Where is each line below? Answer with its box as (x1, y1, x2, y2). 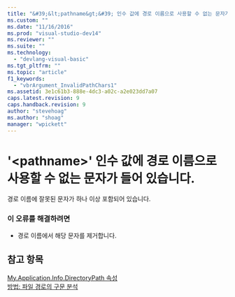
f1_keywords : (7, 75, 45, 82)
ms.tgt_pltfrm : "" (7, 62, 61, 69)
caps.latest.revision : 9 (7, 95, 80, 102)
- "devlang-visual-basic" (13, 56, 90, 63)
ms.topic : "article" (7, 68, 68, 75)
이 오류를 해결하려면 (7, 214, 71, 224)
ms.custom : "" (7, 17, 49, 24)
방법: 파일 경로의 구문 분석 (7, 282, 78, 291)
